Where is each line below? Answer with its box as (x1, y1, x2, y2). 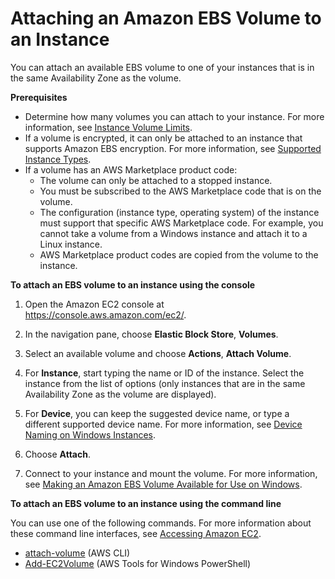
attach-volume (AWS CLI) (24, 547, 131, 559)
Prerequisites (10, 91, 68, 103)
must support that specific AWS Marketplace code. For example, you (39, 217, 324, 229)
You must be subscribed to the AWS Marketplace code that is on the (39, 185, 322, 197)
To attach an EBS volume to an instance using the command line (10, 497, 282, 509)
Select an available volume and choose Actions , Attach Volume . (24, 347, 292, 359)
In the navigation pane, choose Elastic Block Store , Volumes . (24, 328, 279, 340)
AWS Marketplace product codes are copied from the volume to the (39, 248, 319, 261)
